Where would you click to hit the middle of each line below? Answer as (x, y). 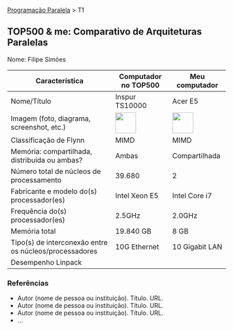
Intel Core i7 (192, 196)
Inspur (126, 96)
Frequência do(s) (39, 211)
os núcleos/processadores (54, 251)
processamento (36, 180)
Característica (60, 80)
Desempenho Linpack (46, 262)
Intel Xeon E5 (137, 196)
